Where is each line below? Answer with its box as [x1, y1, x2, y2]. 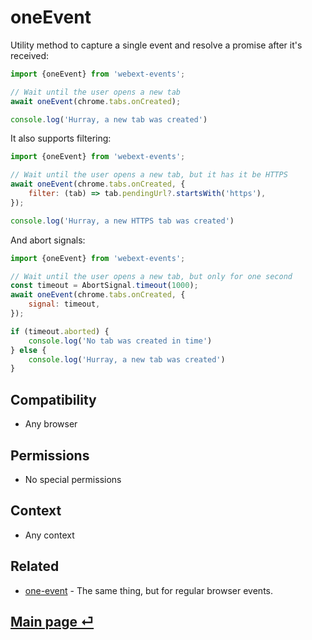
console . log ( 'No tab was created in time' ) [28, 336, 213, 346]
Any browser [24, 418, 78, 430]
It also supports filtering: [10, 132, 112, 145]
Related [10, 558, 60, 575]
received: [10, 49, 50, 61]
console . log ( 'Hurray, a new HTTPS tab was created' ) [10, 216, 235, 226]
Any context [24, 529, 75, 541]
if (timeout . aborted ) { [10, 326, 110, 336]
